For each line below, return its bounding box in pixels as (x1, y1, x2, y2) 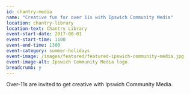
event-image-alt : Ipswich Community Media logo (6, 59, 128, 65)
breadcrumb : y (6, 64, 42, 71)
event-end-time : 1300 (6, 43, 61, 48)
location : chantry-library (6, 20, 74, 26)
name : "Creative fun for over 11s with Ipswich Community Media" (6, 14, 173, 20)
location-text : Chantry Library (6, 25, 87, 32)
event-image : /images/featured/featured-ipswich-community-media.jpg (6, 53, 185, 59)
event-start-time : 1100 (6, 37, 66, 43)
